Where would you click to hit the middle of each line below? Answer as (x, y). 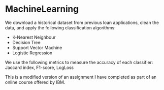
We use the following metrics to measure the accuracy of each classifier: (79, 62)
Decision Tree (26, 42)
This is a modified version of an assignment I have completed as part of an (81, 77)
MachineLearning (42, 9)
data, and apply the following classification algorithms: (60, 27)
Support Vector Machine (37, 47)
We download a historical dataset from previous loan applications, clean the (82, 22)
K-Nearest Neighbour (34, 37)
